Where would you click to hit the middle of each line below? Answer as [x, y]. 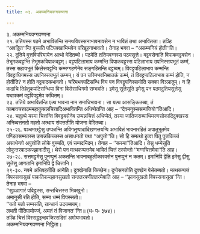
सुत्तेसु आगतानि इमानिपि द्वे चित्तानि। [39, 163]
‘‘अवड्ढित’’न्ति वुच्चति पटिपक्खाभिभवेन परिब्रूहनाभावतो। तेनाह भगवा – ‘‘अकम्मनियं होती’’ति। [92, 48]
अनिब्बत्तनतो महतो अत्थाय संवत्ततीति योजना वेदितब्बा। [57, 122]
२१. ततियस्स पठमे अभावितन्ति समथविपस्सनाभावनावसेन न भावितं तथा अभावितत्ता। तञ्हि [89, 41]
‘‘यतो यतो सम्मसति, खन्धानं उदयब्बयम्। [44, 204]
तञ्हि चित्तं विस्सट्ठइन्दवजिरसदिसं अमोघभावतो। [50, 217]
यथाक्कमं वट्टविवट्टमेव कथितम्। [35, 95]
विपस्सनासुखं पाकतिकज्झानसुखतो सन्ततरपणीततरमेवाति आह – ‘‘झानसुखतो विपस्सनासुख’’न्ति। [96, 177]
